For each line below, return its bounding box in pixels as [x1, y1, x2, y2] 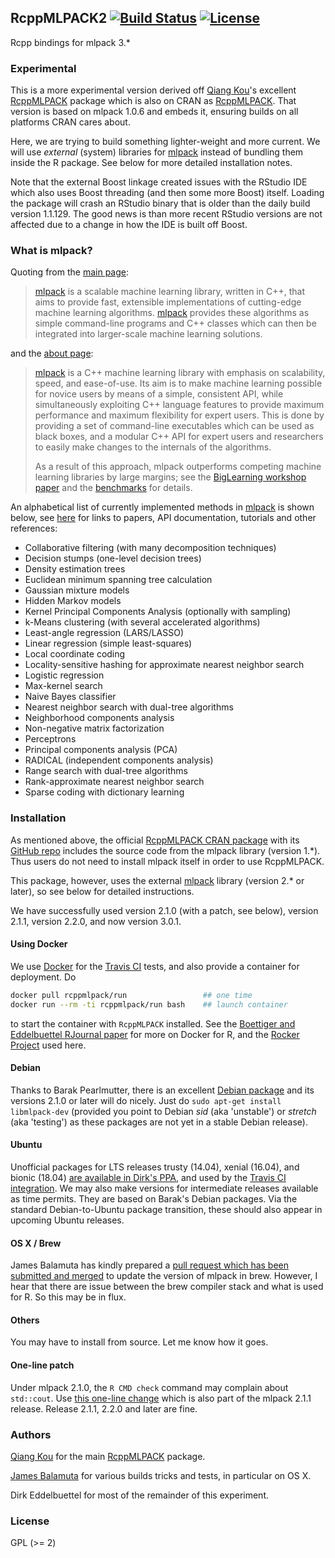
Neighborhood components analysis [24, 712, 175, 724]
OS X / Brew [10, 1237, 62, 1249]
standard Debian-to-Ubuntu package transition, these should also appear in [10, 1204, 323, 1216]
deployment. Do [10, 971, 77, 983]
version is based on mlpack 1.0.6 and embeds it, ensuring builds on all [10, 106, 299, 118]
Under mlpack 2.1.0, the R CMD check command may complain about [10, 1381, 289, 1393]
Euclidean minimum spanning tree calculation [24, 574, 213, 586]
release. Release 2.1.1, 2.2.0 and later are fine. [10, 1402, 198, 1415]
